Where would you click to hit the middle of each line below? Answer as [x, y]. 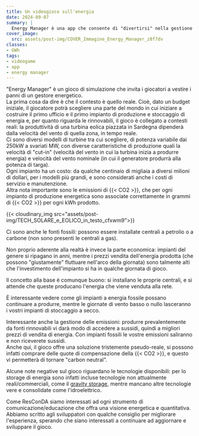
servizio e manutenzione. [37, 184]
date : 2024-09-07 [28, 17]
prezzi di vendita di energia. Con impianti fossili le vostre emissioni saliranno [99, 335]
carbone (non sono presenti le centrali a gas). [62, 238]
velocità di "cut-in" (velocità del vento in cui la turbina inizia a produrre [93, 152]
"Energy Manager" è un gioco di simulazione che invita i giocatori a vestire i [99, 89]
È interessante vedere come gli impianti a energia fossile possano [86, 298]
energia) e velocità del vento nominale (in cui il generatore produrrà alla [94, 158]
